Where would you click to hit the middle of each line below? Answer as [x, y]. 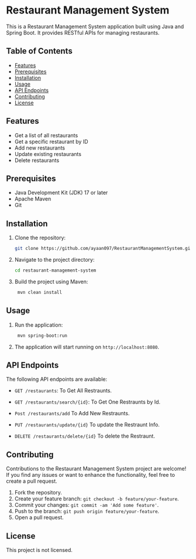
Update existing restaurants [48, 154]
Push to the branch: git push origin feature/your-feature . [87, 511]
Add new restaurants [40, 148]
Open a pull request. [39, 517]
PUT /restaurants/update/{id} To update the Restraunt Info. [87, 425]
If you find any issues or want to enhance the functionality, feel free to [91, 475]
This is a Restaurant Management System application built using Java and [95, 26]
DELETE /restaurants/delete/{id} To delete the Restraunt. [85, 436]
